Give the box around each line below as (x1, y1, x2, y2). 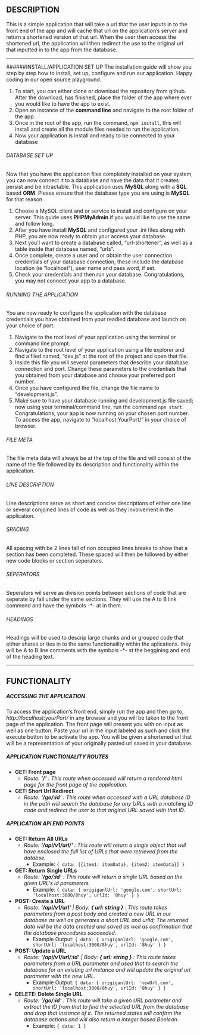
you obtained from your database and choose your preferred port (14, 371, 176, 379)
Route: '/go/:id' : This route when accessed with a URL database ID (23, 794, 190, 801)
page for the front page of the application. (23, 781, 128, 788)
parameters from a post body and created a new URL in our (23, 910, 171, 917)
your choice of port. (6, 322, 55, 329)
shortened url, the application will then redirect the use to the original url (6, 39, 183, 47)
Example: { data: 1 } (32, 1022, 86, 1029)
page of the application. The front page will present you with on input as (6, 720, 183, 727)
